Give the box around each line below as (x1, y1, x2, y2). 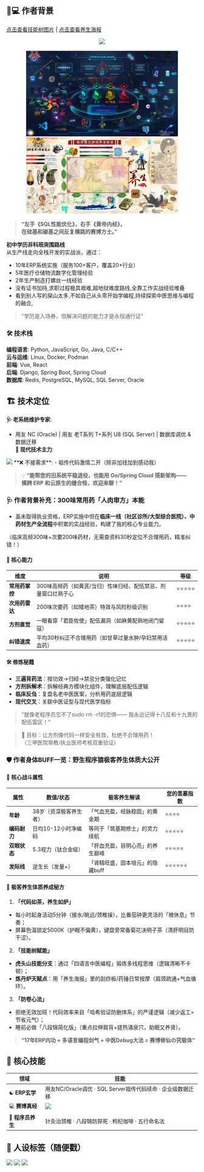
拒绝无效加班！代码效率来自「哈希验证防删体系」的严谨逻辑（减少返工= (15, 1008, 195, 1016)
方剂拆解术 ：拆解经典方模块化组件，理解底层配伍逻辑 (15, 682, 149, 690)
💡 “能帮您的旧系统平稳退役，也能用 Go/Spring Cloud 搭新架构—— (21, 471, 187, 479)
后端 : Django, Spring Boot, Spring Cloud (6, 369, 106, 376)
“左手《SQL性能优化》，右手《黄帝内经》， (21, 220, 126, 227)
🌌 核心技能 (6, 1056, 46, 1066)
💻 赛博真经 (8, 1102, 38, 1109)
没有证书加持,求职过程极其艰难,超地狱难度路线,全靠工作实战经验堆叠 (15, 284, 185, 291)
